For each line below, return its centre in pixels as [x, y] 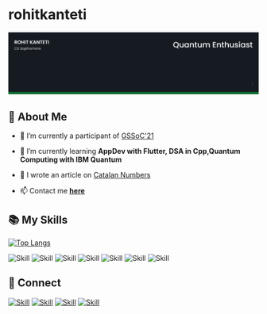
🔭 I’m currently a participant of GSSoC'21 [87, 136]
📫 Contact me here [52, 191]
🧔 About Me [38, 117]
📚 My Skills [38, 220]
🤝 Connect [35, 283]
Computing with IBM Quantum [71, 159]
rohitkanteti [48, 15]
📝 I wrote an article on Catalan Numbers [85, 175]
